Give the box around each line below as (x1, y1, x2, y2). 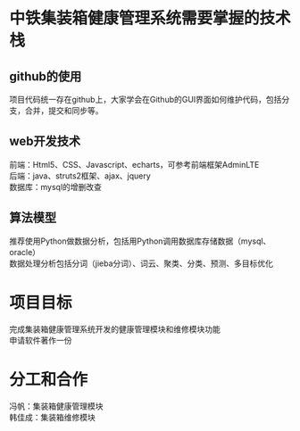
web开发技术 (9, 134, 81, 149)
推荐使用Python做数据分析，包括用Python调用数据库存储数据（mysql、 (9, 236, 271, 246)
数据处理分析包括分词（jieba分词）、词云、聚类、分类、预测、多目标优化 (9, 258, 274, 269)
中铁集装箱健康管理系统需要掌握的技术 (9, 8, 292, 29)
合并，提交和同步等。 (24, 105, 104, 116)
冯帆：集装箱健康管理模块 (9, 401, 104, 411)
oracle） (9, 246, 41, 257)
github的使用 (9, 69, 82, 84)
